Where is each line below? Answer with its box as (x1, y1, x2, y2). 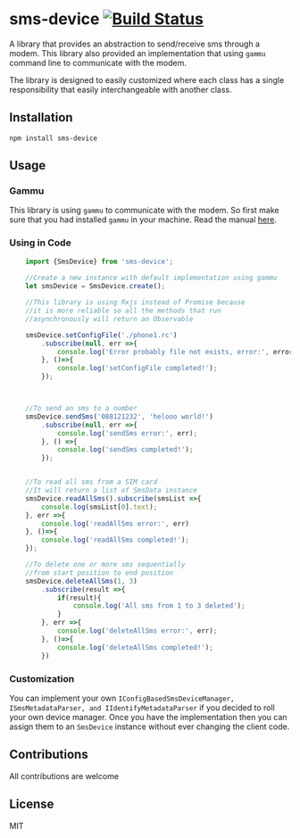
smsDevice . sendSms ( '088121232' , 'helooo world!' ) (25, 411, 214, 421)
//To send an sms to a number (25, 404, 138, 413)
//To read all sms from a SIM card (25, 477, 158, 486)
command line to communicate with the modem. (9, 57, 187, 68)
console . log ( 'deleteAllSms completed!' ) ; (56, 643, 214, 651)
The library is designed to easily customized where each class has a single (9, 74, 285, 85)
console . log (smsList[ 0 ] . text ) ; (41, 502, 158, 511)
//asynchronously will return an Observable (25, 314, 194, 323)
